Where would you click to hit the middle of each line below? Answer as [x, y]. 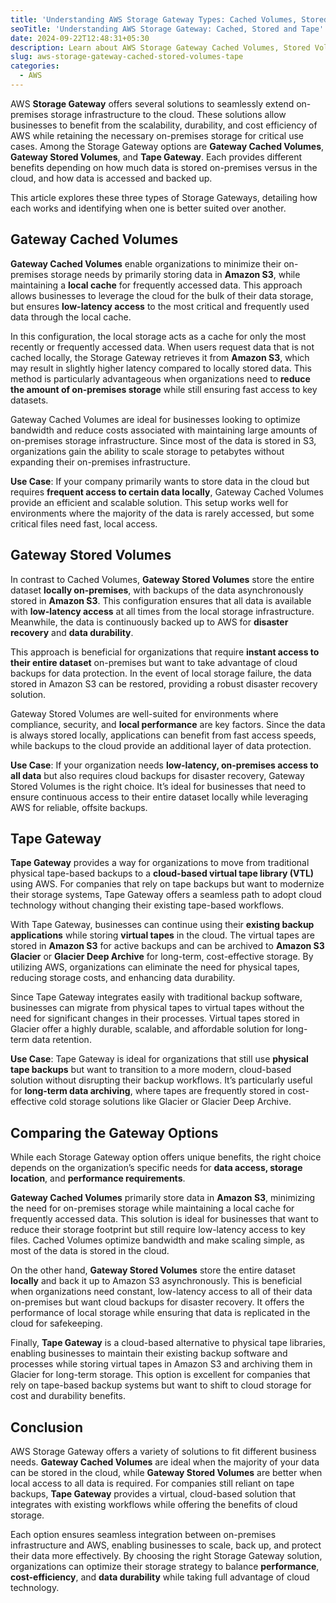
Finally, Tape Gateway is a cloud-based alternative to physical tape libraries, [168, 1343]
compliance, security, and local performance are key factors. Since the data [168, 724]
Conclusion [47, 1427]
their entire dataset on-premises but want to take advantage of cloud [154, 662]
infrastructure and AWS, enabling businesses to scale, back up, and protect [166, 1545]
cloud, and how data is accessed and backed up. [111, 178]
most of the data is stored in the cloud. [90, 1251]
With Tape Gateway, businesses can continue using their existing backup [162, 925]
